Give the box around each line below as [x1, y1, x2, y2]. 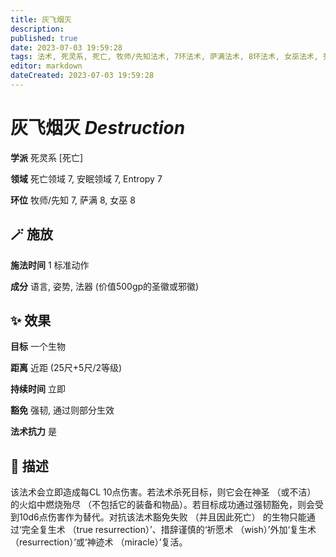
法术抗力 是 [10, 426, 57, 438]
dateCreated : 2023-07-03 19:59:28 [10, 71, 155, 81]
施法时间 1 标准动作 [10, 259, 90, 271]
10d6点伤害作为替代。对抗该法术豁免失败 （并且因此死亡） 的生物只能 [18, 511, 307, 523]
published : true [10, 33, 78, 43]
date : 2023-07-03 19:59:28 [10, 42, 123, 53]
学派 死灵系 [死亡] [10, 151, 84, 163]
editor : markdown [10, 61, 83, 71]
